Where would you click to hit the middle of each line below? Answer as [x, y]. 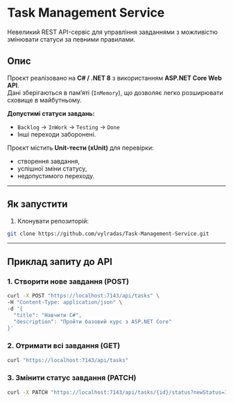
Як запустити [37, 204]
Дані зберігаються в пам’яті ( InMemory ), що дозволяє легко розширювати [115, 92]
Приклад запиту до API [60, 261]
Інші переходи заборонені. [57, 134]
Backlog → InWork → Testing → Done [68, 127]
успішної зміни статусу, [52, 169]
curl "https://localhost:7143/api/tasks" [68, 360]
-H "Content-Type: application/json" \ [65, 302]
